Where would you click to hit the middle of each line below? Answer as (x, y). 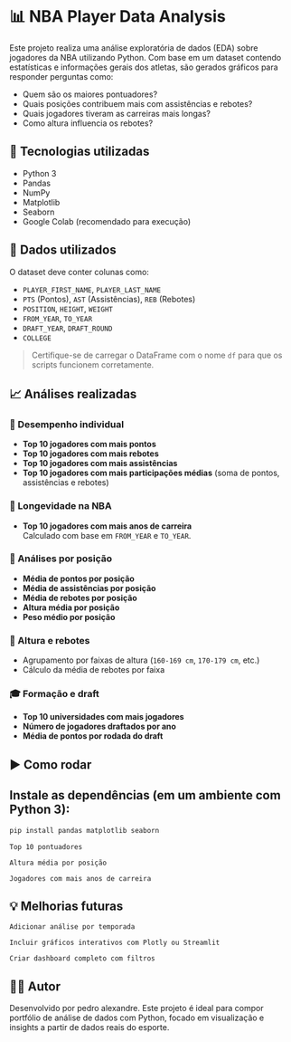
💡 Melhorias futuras (66, 906)
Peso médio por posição (69, 617)
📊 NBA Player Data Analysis (117, 17)
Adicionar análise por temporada (72, 927)
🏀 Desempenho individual (67, 424)
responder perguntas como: (61, 76)
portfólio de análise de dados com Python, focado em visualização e (137, 1018)
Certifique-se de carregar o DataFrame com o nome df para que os (157, 355)
